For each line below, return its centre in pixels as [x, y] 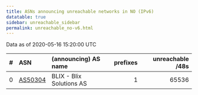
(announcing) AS [76, 59]
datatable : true [26, 17]
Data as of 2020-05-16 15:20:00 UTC [51, 45]
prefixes [126, 63]
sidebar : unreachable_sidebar [43, 22]
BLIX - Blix [67, 76]
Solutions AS [69, 84]
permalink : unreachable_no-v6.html [50, 28]
